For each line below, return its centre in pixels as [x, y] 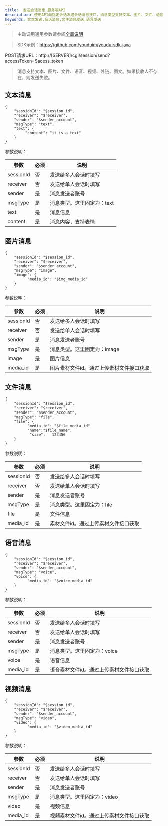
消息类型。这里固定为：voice [84, 651]
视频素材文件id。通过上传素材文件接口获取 [100, 816]
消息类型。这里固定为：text [82, 203]
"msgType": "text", [34, 124]
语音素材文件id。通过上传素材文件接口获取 [100, 670]
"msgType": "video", [35, 718]
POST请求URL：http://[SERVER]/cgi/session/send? [58, 55]
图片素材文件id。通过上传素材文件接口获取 [100, 368]
